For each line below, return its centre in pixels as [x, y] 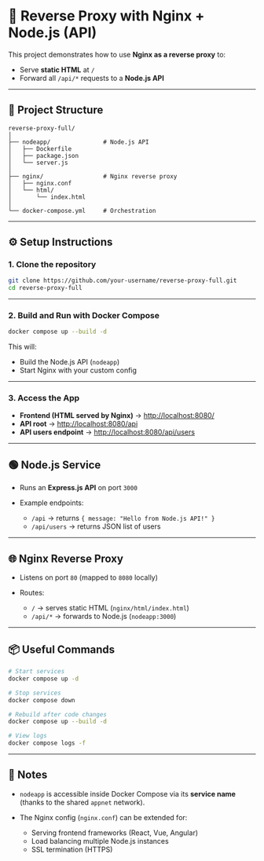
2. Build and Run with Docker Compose [84, 316]
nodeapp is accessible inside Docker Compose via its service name [127, 793]
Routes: [32, 593]
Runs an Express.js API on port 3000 [78, 488]
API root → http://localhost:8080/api [79, 423]
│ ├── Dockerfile [40, 148]
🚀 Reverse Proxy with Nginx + [106, 16]
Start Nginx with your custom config [78, 370]
